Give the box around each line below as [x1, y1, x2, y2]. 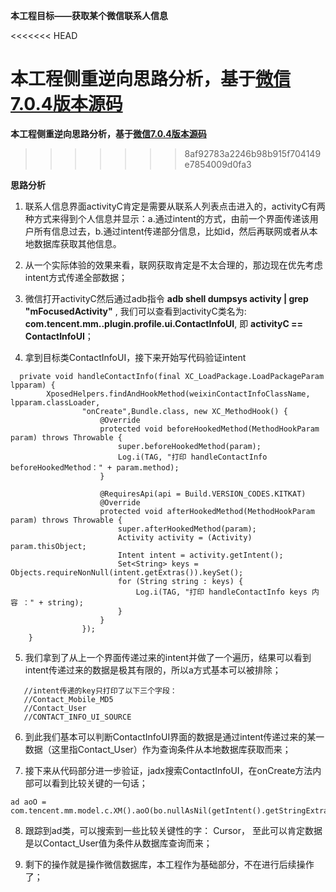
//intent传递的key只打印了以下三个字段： [23, 685, 178, 696]
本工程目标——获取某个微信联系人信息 [10, 10, 168, 21]
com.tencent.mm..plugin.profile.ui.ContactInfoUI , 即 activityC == [24, 317, 304, 329]
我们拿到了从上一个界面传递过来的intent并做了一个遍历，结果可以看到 [24, 651, 312, 663]
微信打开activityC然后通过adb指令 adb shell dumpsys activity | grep [24, 292, 309, 304]
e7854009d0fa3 [184, 158, 252, 170]
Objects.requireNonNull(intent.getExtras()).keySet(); [10, 567, 244, 578]
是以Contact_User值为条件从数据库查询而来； [24, 837, 213, 849]
